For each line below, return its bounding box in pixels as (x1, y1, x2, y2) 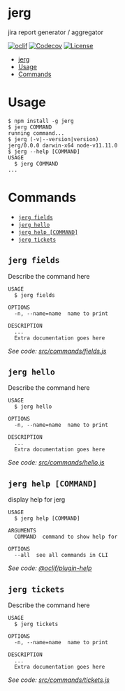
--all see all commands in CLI (14, 552, 109, 559)
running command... (8, 129, 65, 137)
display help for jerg (8, 495, 66, 504)
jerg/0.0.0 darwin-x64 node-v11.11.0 (8, 142, 118, 149)
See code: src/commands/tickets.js (8, 676, 110, 684)
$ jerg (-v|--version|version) (8, 136, 99, 143)
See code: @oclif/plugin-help (8, 564, 92, 572)
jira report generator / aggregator (8, 28, 104, 36)
